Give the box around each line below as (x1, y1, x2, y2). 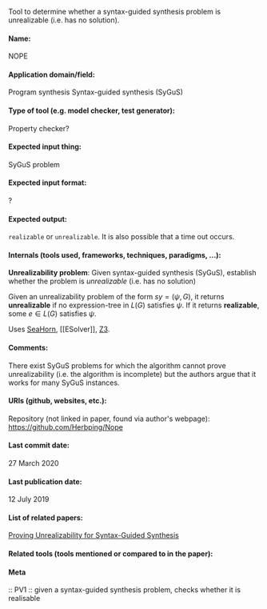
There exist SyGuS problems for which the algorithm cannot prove (8, 360, 226, 371)
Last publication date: (8, 476, 82, 487)
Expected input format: (8, 178, 87, 187)
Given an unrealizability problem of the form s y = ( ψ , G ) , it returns (8, 292, 225, 302)
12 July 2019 (8, 495, 50, 504)
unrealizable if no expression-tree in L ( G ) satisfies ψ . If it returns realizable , (8, 300, 260, 311)
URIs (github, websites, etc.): (8, 396, 107, 406)
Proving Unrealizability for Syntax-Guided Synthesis (8, 531, 180, 540)
